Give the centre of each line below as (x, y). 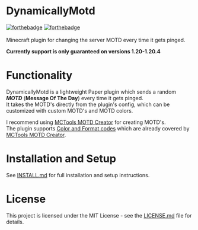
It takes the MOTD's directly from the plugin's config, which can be (88, 104)
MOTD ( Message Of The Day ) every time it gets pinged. (75, 98)
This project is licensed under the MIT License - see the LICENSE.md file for (99, 215)
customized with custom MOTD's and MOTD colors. (70, 110)
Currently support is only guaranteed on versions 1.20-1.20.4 (84, 51)
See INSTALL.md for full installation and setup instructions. (78, 175)
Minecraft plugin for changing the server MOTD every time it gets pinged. (96, 40)
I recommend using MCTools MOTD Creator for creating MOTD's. (86, 122)
